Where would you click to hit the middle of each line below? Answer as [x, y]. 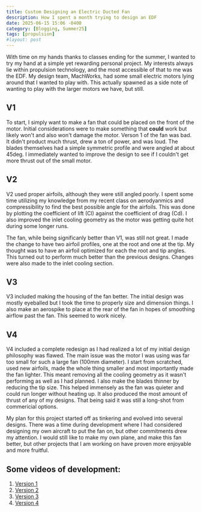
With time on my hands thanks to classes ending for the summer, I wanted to [101, 57]
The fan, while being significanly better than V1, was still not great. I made [97, 238]
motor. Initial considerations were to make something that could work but [97, 128]
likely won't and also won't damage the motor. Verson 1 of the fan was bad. [99, 135]
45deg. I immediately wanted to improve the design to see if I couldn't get [97, 154]
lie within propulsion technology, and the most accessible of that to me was [99, 69]
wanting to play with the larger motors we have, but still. [76, 89]
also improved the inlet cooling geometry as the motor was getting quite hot [100, 220]
